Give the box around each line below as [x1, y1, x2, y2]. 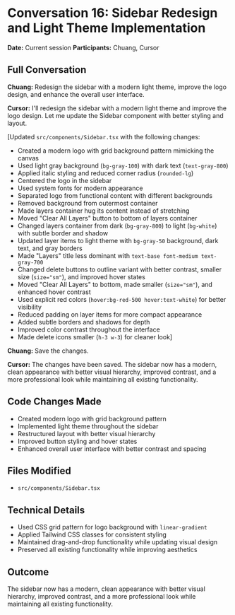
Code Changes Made [7, 396, 102, 408]
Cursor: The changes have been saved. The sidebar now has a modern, [7, 360, 217, 368]
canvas [17, 153, 39, 162]
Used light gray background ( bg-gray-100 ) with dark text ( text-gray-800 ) [17, 161, 229, 170]
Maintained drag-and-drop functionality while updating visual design [17, 538, 218, 546]
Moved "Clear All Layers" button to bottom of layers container [17, 213, 198, 222]
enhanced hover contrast [17, 288, 92, 296]
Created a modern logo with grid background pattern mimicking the [17, 146, 215, 155]
